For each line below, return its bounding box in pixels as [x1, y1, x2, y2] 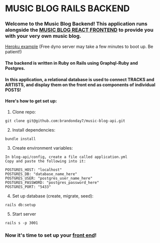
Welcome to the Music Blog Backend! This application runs [5, 21, 148, 27]
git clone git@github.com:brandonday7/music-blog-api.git [5, 118, 125, 123]
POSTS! [5, 87, 21, 93]
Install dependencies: [12, 127, 56, 133]
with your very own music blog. [5, 33, 81, 40]
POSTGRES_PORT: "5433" [5, 184, 51, 189]
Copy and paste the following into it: [5, 158, 86, 164]
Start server [12, 211, 37, 217]
